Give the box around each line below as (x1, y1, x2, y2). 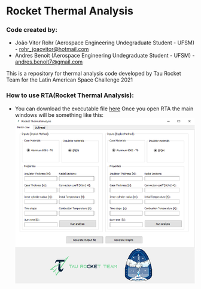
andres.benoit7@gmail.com (14, 58, 83, 65)
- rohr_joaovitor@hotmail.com (14, 46, 89, 53)
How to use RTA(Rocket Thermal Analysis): (6, 91, 135, 100)
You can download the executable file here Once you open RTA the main (14, 105, 194, 112)
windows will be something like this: (14, 111, 103, 118)
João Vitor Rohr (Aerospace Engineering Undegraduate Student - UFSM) (14, 39, 195, 46)
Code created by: (6, 26, 58, 34)
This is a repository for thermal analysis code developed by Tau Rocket (6, 70, 181, 77)
